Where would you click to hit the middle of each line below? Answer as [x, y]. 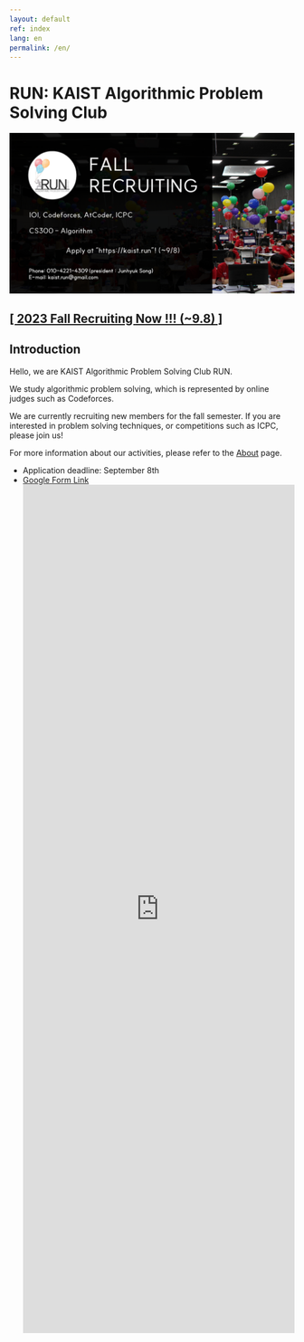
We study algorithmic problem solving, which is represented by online [139, 388]
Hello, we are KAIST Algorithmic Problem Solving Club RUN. [121, 371]
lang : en [26, 38]
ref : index [30, 29]
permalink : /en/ [40, 48]
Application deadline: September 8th [91, 470]
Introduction [45, 350]
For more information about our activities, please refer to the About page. [146, 452]
